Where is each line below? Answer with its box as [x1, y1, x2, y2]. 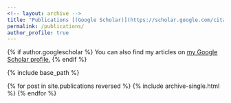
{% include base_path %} [7, 69, 80, 77]
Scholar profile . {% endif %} [7, 56, 87, 64]
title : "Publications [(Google [7, 16, 97, 23]
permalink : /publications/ [7, 23, 85, 30]
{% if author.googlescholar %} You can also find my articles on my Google [7, 48, 218, 56]
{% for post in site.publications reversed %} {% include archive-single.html [7, 82, 220, 90]
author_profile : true [7, 29, 69, 36]
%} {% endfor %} [7, 89, 57, 98]
